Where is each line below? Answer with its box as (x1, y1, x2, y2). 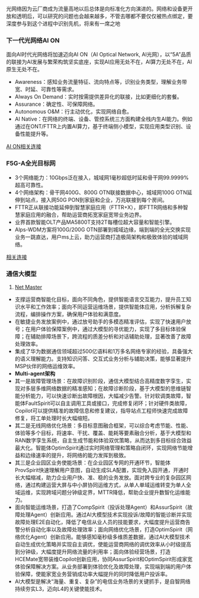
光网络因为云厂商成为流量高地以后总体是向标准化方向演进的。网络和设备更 (6, 5, 188, 12)
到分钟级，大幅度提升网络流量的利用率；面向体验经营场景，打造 (14, 548, 171, 555)
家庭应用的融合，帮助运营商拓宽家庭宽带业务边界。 (20, 211, 145, 218)
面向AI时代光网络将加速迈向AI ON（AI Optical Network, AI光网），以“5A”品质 (6, 51, 191, 58)
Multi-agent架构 (14, 370, 56, 377)
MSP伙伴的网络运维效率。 (14, 362, 79, 369)
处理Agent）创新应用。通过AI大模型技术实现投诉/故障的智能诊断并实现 (20, 511, 192, 518)
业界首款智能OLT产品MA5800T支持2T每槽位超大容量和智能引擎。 (14, 219, 175, 226)
